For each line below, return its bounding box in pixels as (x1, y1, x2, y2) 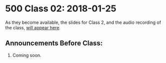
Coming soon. (12, 52, 41, 58)
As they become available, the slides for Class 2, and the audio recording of (5, 19, 161, 25)
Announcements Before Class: (5, 39, 103, 48)
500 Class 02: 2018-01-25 (5, 3, 116, 14)
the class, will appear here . (5, 24, 61, 30)
